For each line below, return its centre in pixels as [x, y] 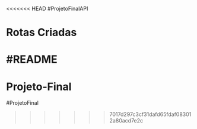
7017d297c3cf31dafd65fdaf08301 [150, 114]
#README [32, 59]
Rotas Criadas [42, 33]
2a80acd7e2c [126, 121]
